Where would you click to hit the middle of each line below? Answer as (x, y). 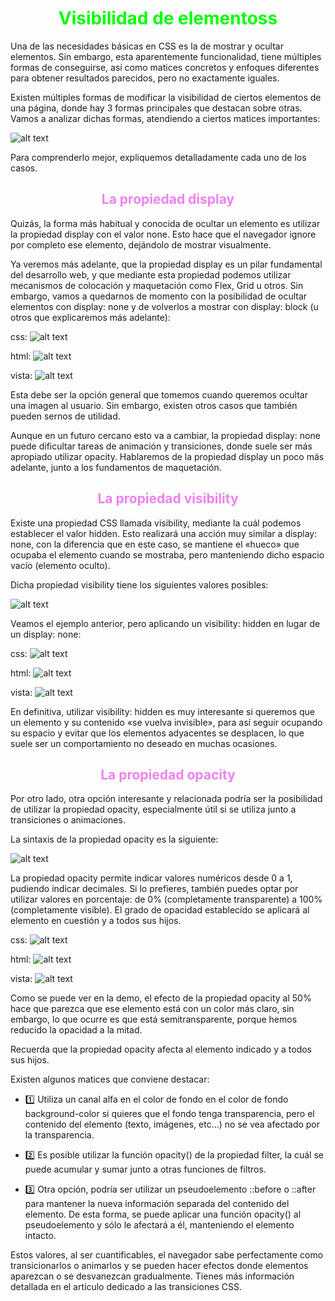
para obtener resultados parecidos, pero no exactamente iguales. (145, 78)
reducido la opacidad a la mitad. (76, 1030)
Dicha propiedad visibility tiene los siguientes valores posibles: (139, 584)
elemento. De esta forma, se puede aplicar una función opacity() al (163, 1214)
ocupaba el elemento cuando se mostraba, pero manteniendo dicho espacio (167, 554)
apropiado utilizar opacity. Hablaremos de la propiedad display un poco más (167, 456)
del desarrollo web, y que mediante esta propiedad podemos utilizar (151, 274)
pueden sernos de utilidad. (65, 416)
